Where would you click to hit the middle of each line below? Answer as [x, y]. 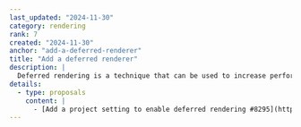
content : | [46, 101]
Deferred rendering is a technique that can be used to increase [142, 76]
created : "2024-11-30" [52, 42]
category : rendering [48, 26]
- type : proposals [52, 92]
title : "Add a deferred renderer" [74, 59]
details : [26, 84]
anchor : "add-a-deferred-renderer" [76, 51]
